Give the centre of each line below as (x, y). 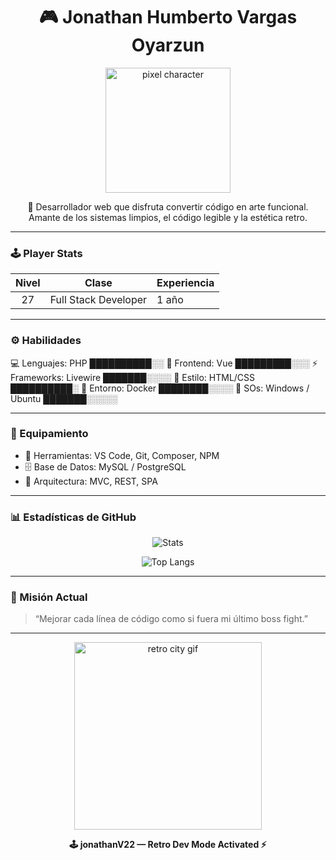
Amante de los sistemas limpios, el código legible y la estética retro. (168, 217)
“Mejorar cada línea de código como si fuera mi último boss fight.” (171, 619)
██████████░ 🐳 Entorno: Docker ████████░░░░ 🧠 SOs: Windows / (160, 388)
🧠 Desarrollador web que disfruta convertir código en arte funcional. (168, 206)
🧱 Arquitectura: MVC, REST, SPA (91, 481)
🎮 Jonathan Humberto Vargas (168, 17)
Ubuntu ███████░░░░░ (64, 398)
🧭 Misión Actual (49, 597)
